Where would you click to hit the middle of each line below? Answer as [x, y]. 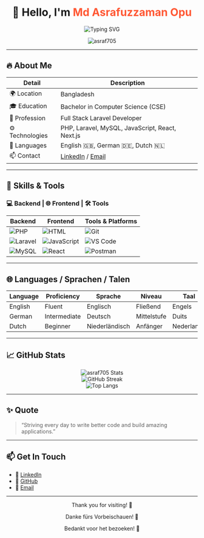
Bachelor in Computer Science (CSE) [113, 107]
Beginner [58, 326]
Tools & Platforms [111, 221]
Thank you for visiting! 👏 [102, 505]
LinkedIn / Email [83, 156]
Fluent [54, 307]
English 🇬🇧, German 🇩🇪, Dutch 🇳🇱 [113, 145]
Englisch [99, 307]
